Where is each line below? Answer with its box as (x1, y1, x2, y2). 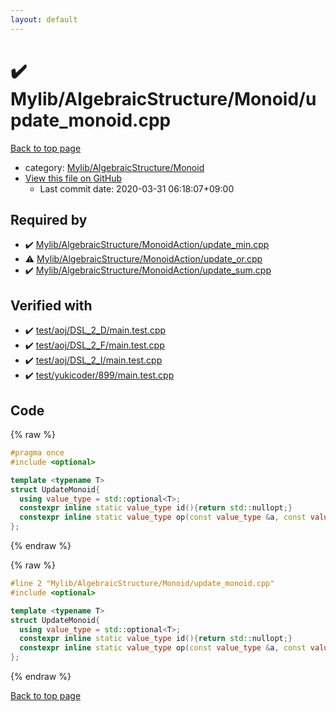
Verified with (10, 297, 93, 314)
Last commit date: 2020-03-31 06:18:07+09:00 (39, 182, 235, 195)
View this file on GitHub (24, 172, 123, 184)
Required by (10, 211, 88, 228)
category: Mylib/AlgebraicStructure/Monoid (24, 161, 205, 173)
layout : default (10, 14, 78, 25)
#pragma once (10, 448, 65, 458)
